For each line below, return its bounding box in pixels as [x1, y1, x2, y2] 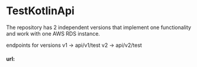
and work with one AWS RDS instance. [6, 30, 101, 37]
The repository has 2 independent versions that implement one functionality [6, 24, 191, 31]
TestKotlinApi [6, 4, 75, 18]
